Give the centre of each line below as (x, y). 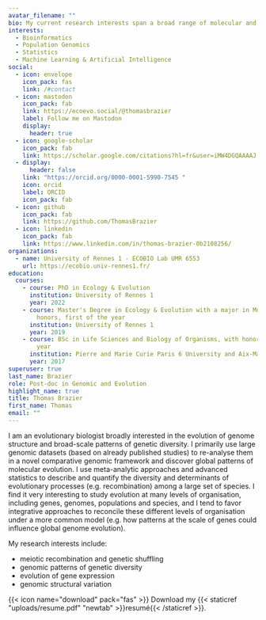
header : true (51, 133)
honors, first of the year (81, 318)
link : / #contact (49, 89)
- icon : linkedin (44, 229)
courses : (30, 281)
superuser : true (35, 369)
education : (26, 273)
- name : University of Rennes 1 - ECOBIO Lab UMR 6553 (108, 258)
